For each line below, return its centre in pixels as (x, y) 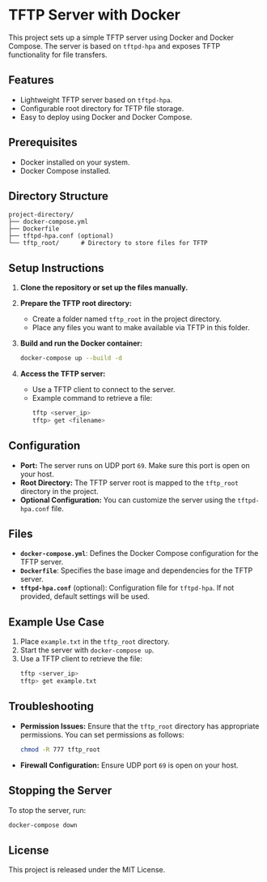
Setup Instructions (56, 268)
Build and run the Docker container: (81, 343)
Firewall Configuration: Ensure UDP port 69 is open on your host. (129, 765)
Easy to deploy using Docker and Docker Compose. (106, 117)
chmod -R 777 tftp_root (60, 749)
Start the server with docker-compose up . (87, 650)
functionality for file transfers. (58, 54)
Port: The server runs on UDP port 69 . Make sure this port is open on (135, 465)
